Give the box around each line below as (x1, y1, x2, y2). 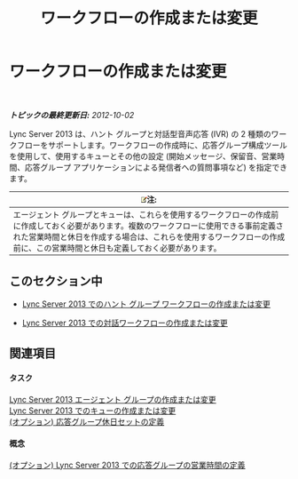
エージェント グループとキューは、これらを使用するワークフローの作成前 (12, 209, 279, 220)
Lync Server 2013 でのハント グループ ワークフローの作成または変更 (21, 299, 271, 309)
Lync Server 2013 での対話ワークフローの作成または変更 (21, 317, 229, 328)
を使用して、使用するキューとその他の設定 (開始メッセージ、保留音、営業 (9, 150, 278, 161)
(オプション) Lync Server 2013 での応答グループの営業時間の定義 (9, 459, 246, 470)
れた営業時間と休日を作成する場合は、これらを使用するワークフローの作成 (12, 231, 286, 242)
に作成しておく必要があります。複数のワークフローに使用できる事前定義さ (12, 220, 284, 231)
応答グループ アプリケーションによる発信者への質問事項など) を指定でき (24, 162, 288, 172)
